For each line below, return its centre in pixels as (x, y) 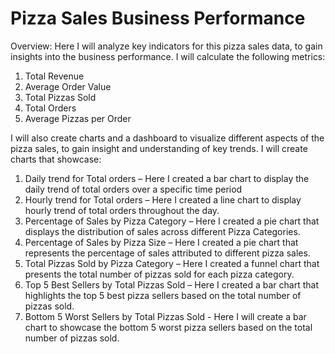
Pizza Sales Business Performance (158, 18)
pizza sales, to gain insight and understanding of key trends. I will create (159, 148)
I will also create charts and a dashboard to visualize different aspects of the (167, 138)
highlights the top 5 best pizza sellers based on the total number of (163, 295)
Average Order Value (68, 86)
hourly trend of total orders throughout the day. (122, 210)
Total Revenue (54, 76)
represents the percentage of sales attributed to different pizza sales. (167, 253)
